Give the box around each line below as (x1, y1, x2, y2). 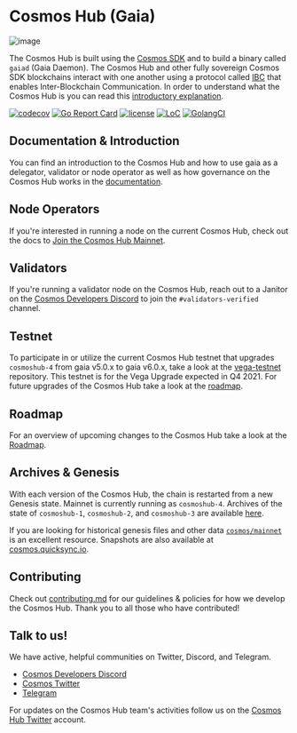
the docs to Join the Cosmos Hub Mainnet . (9, 235, 166, 245)
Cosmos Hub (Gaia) (9, 6, 156, 27)
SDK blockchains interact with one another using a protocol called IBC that (9, 71, 282, 82)
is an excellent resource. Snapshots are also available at (9, 534, 215, 545)
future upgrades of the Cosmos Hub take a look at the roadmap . (9, 380, 244, 392)
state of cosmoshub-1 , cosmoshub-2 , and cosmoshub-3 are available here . (9, 507, 264, 518)
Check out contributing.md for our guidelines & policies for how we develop (9, 593, 285, 603)
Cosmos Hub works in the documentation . (9, 176, 163, 187)
